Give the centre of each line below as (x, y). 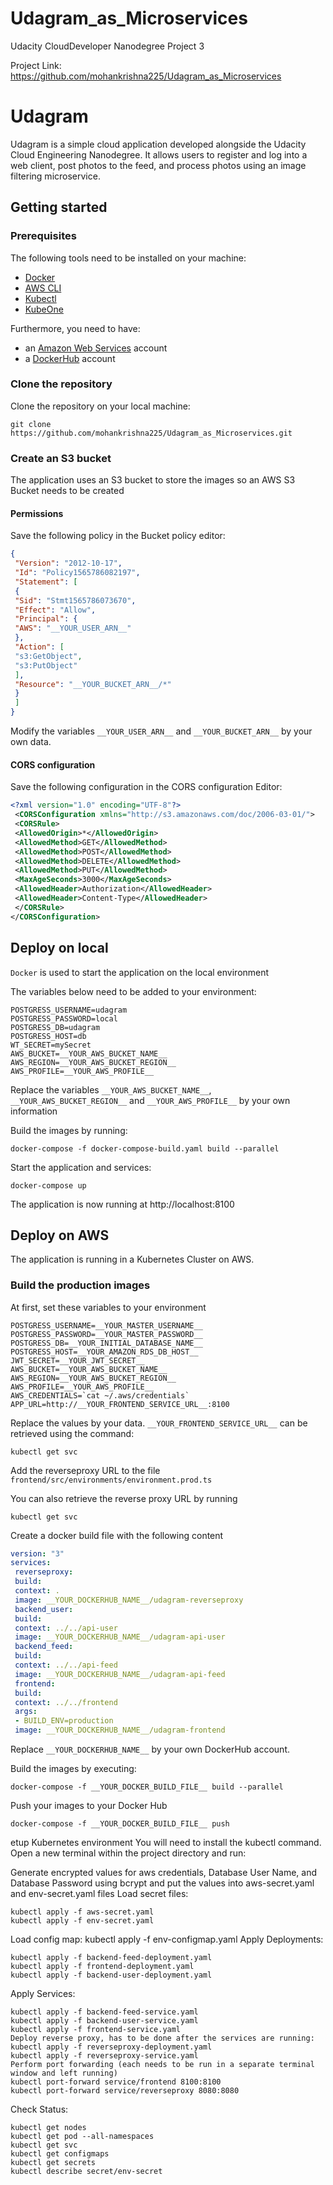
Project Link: (36, 65)
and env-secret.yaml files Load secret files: (99, 1894)
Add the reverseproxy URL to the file (85, 1470)
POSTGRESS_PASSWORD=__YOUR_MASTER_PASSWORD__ (106, 1334)
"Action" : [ (39, 647)
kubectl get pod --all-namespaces (82, 2137)
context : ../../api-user (66, 1628)
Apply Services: (43, 1994)
